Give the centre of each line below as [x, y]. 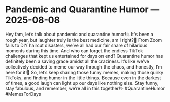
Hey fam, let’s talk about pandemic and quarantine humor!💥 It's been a [79, 34]
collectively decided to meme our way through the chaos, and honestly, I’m [84, 66]
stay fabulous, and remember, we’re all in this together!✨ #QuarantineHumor [85, 88]
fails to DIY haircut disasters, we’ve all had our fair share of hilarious [76, 45]
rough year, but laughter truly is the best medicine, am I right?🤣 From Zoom [84, 40]
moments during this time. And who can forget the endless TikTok [74, 50]
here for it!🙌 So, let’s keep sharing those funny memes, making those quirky [84, 72]
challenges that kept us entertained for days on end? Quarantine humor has [84, 56]
